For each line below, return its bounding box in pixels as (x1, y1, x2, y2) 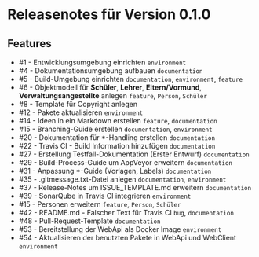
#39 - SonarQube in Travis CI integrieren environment (18, 191, 192, 200)
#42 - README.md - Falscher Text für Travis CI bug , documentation (18, 208, 235, 217)
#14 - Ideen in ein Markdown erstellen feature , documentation (18, 116, 217, 125)
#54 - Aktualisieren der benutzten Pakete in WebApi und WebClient (18, 233, 237, 242)
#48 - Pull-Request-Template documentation (18, 216, 162, 226)
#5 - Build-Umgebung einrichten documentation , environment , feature (18, 75, 243, 83)
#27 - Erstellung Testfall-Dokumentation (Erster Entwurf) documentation (18, 149, 250, 159)
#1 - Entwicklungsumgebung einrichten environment (18, 57, 186, 67)
